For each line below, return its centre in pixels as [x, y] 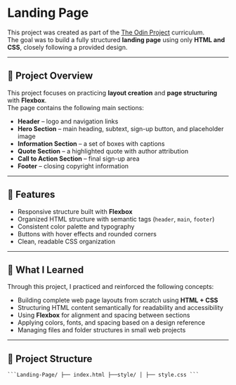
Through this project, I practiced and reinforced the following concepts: [111, 287]
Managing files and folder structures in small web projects [101, 330]
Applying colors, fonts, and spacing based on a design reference [111, 323]
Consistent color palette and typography [76, 227]
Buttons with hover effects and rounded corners [87, 234]
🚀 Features [31, 195]
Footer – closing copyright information [73, 166]
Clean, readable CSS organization [66, 241]
